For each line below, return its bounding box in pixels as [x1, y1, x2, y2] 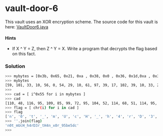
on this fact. [12, 51, 36, 57]
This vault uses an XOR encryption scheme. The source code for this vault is [5, 19, 158, 25]
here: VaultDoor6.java [5, 24, 49, 29]
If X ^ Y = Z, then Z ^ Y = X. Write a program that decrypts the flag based [12, 46, 158, 52]
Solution [5, 63, 26, 70]
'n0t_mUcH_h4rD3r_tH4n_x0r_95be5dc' [5, 123, 79, 128]
